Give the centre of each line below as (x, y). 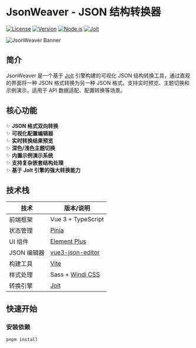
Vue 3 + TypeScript (77, 220)
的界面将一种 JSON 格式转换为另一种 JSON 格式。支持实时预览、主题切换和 (98, 82)
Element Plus (68, 241)
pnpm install (22, 340)
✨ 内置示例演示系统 (30, 155)
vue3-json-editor (75, 253)
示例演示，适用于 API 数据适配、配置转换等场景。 (66, 90)
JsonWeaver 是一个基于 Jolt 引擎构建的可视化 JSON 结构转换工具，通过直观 (98, 75)
